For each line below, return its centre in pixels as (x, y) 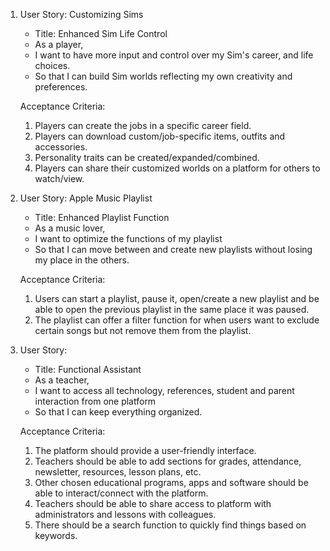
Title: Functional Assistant (88, 369)
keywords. (56, 535)
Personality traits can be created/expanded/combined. (147, 157)
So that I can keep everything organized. (118, 412)
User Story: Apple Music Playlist (86, 198)
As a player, (59, 44)
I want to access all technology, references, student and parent (164, 390)
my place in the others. (82, 260)
